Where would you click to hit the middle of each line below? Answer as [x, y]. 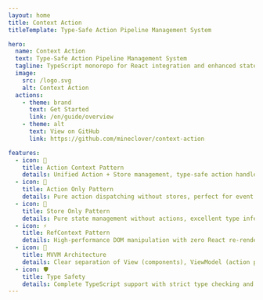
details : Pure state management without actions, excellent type [131, 219]
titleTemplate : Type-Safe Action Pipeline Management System [110, 30]
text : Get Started [59, 110]
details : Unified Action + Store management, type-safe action [128, 175]
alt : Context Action [56, 88]
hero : [17, 44]
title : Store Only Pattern [66, 211]
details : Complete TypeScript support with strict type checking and [138, 284]
